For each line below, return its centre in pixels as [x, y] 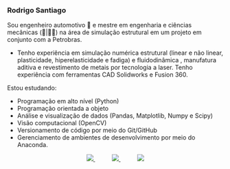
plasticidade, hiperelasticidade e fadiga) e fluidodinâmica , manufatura [117, 60]
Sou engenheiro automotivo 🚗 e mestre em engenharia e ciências [100, 25]
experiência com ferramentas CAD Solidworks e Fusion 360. [102, 75]
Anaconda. [32, 145]
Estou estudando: [32, 88]
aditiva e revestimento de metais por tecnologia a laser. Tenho [105, 68]
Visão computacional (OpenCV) [62, 123]
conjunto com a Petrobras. [45, 40]
